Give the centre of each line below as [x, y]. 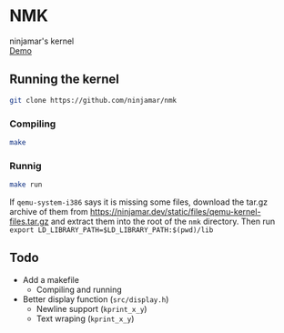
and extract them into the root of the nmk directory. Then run [163, 221]
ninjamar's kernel [42, 41]
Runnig [26, 166]
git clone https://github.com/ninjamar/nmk [93, 100]
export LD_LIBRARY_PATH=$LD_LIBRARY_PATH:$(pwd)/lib [112, 230]
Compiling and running [79, 289]
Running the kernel [65, 80]
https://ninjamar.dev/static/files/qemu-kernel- [175, 211]
